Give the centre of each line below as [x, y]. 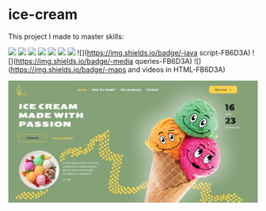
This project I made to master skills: [66, 36]
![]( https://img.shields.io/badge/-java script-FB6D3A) [164, 52]
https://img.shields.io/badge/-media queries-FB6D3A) [104, 61]
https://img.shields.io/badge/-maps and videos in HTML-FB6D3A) [118, 70]
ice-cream [43, 15]
